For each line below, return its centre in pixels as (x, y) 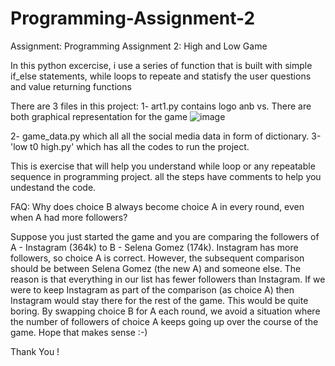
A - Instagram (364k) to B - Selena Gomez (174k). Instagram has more (154, 247)
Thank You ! (35, 351)
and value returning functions (71, 86)
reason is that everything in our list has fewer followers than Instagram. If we (168, 279)
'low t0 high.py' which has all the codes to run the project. (130, 146)
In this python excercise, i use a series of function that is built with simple (161, 65)
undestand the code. (53, 187)
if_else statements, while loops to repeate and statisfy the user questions (161, 76)
